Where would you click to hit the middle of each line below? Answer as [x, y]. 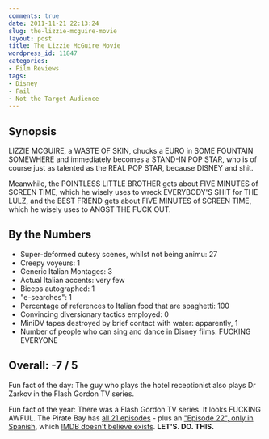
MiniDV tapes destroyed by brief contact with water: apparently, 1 [129, 323]
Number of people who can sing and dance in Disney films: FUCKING [135, 331]
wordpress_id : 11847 [43, 53]
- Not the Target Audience [54, 99]
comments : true [34, 16]
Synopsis [32, 131]
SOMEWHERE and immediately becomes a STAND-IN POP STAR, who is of [132, 159]
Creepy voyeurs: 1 [50, 263]
